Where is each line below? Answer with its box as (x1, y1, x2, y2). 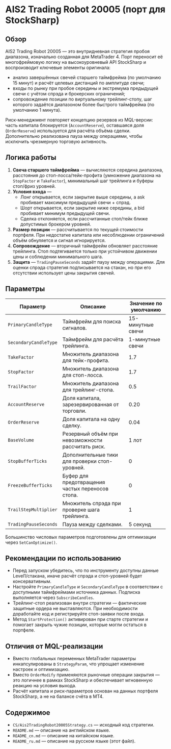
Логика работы (5, 153, 56, 162)
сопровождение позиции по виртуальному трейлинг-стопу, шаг (12, 96, 152, 102)
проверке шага (62, 506, 100, 513)
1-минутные (128, 336, 160, 343)
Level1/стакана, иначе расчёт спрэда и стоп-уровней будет (12, 573, 142, 579)
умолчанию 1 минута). (12, 107, 62, 113)
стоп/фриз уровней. (12, 183, 56, 189)
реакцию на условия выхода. (12, 683, 76, 689)
